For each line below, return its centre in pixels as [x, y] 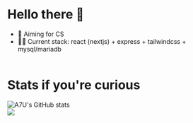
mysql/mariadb [40, 49]
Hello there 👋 [46, 14]
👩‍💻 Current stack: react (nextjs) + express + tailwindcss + [102, 41]
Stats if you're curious [74, 85]
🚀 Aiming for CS [41, 34]
